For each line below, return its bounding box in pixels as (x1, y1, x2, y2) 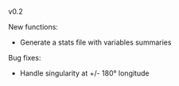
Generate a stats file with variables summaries (19, 37, 172, 47)
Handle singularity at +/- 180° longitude (19, 68, 150, 78)
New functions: (8, 22, 58, 31)
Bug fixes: (8, 53, 41, 62)
